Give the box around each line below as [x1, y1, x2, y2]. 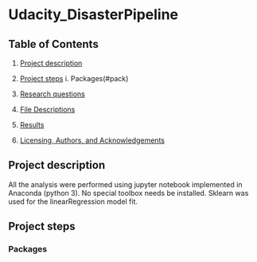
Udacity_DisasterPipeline [8, 6, 179, 24]
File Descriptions [19, 105, 76, 114]
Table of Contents [8, 37, 99, 51]
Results [19, 120, 45, 129]
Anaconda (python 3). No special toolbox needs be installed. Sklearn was [8, 188, 249, 197]
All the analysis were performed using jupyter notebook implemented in [8, 179, 243, 189]
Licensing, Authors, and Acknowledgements [19, 135, 165, 145]
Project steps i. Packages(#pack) [19, 74, 129, 83]
